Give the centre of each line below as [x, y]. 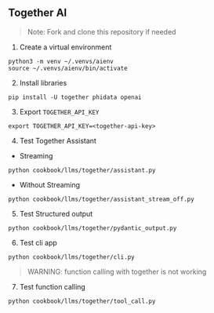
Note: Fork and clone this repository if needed [102, 31]
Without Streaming [50, 184]
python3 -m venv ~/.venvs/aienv [61, 61]
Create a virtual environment [65, 47]
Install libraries [43, 82]
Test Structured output [56, 213]
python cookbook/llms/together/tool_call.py [82, 301]
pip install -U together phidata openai [75, 97]
